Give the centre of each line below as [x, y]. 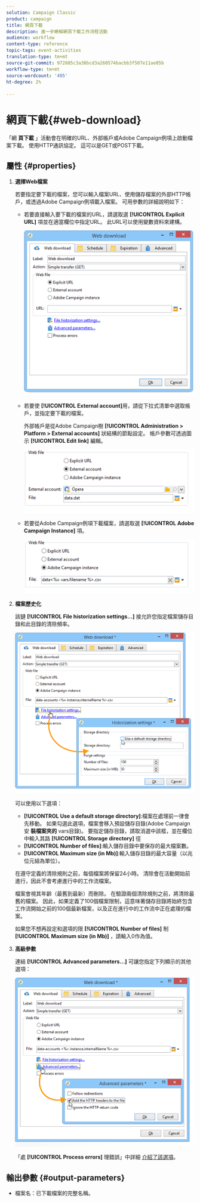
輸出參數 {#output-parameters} [66, 1178]
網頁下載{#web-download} [74, 120]
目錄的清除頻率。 [52, 624]
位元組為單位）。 [44, 861]
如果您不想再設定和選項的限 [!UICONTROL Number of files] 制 [92, 929]
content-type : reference [37, 44]
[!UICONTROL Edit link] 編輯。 [68, 441]
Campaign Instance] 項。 [56, 531]
